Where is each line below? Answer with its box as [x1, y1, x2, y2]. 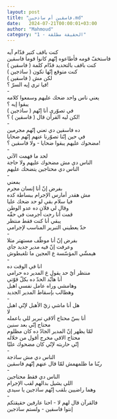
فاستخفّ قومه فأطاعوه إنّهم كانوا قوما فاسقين [7, 55, 112, 62]
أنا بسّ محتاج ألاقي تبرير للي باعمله [7, 315, 86, 322]
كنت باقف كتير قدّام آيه [7, 48, 58, 56]
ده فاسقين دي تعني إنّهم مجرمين [7, 126, 80, 134]
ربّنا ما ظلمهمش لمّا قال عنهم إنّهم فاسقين [7, 360, 102, 367]
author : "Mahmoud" [7, 26, 54, 32]
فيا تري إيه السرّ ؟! [7, 81, 49, 89]
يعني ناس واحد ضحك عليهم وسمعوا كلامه [7, 94, 100, 101]
